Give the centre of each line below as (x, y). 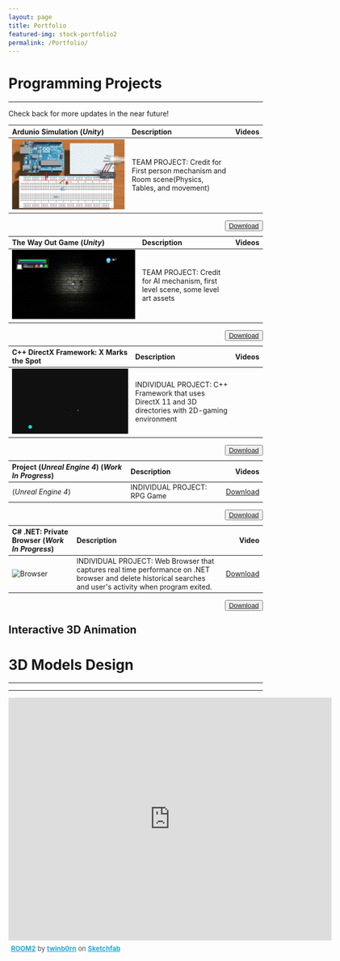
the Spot (27, 361)
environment (156, 419)
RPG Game (149, 496)
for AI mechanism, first (180, 281)
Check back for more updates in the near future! (89, 114)
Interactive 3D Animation (73, 630)
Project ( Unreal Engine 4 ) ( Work (67, 467)
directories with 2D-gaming (181, 411)
